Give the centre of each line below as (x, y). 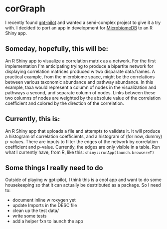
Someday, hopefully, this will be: (57, 49)
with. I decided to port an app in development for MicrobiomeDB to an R (79, 27)
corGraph (25, 9)
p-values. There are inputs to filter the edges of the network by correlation (82, 141)
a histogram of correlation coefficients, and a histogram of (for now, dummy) (84, 136)
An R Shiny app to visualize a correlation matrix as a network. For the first (81, 61)
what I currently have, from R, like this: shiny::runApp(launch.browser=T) (80, 152)
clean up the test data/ (35, 211)
